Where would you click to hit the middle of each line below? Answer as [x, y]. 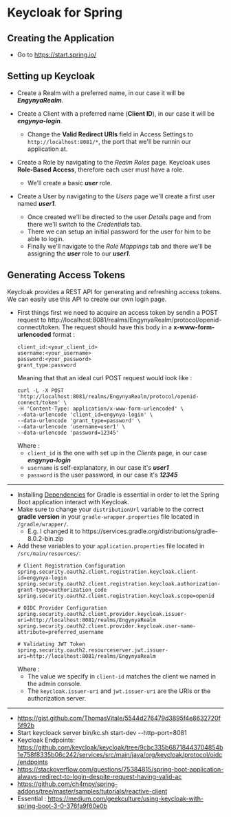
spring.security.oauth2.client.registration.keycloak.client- [108, 572]
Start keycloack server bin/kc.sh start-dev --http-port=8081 [102, 732]
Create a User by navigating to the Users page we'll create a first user [116, 196]
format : [64, 334]
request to [32, 320]
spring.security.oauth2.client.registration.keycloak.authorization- [119, 583]
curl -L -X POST [40, 391]
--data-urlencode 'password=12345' [68, 433]
